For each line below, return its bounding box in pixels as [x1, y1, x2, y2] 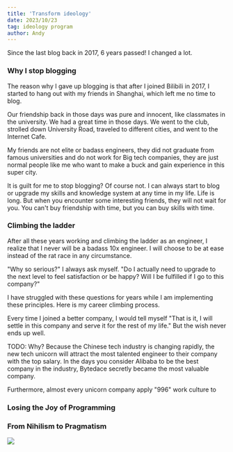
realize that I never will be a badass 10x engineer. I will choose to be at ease [7, 244, 225, 252]
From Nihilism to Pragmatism [7, 421, 107, 431]
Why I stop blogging [7, 66, 77, 76]
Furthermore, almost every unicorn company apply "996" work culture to [7, 385, 217, 394]
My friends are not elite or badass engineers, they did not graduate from [7, 145, 214, 154]
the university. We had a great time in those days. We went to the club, [7, 118, 210, 126]
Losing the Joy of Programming [7, 403, 116, 412]
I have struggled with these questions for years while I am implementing [7, 293, 214, 301]
